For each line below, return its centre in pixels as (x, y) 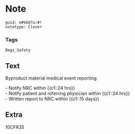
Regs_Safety (18, 50)
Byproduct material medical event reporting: (51, 78)
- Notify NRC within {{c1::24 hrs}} (40, 88)
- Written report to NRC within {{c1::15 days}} (52, 99)
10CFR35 (15, 127)
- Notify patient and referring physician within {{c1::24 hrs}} (67, 93)
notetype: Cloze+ (24, 27)
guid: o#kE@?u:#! (24, 22)
